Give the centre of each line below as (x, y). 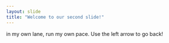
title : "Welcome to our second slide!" (55, 17)
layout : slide (24, 11)
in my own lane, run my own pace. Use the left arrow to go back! (85, 34)
